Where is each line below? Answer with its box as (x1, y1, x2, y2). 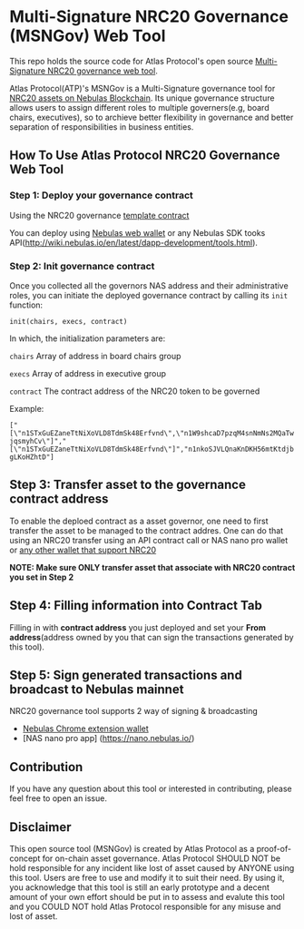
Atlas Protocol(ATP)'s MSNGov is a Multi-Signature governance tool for (9, 83, 276, 93)
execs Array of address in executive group (9, 367, 166, 378)
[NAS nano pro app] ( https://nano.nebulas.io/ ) (22, 733, 195, 744)
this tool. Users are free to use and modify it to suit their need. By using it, (9, 872, 285, 883)
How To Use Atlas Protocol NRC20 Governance (9, 148, 280, 163)
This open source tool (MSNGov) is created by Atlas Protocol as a (9, 843, 255, 854)
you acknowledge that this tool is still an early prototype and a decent (9, 882, 270, 893)
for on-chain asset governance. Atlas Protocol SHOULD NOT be (42, 853, 281, 864)
